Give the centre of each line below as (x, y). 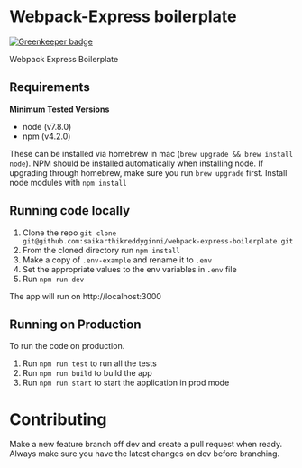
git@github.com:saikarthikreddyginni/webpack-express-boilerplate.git (158, 241)
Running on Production (75, 324)
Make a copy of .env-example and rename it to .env (117, 260)
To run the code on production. (67, 346)
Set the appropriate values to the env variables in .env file (129, 269)
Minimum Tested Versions (59, 109)
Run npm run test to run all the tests (90, 363)
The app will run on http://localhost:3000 (86, 296)
